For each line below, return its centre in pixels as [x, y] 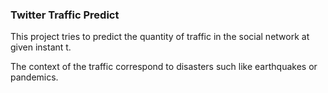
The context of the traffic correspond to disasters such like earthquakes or [164, 67]
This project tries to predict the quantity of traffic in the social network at [160, 37]
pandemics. [34, 77]
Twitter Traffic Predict [65, 15]
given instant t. [41, 47]
